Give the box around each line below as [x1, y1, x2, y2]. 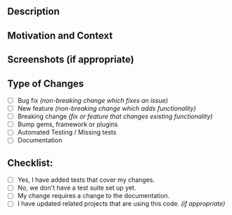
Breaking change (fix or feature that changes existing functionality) [17, 112, 213, 121]
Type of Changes [7, 78, 84, 90]
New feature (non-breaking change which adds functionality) [17, 104, 197, 113]
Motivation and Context [7, 30, 113, 42]
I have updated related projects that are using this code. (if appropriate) [17, 199, 226, 208]
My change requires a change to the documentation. [17, 192, 170, 200]
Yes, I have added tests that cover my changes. [17, 176, 155, 184]
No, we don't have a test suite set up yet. [17, 183, 136, 192]
